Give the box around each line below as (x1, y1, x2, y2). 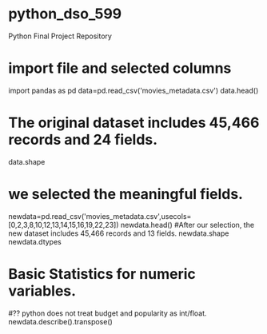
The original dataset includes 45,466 (8, 113, 260, 132)
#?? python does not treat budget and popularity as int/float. (8, 308, 207, 318)
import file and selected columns (8, 59, 232, 78)
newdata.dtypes (8, 237, 62, 246)
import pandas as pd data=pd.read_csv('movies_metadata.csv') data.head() (8, 85, 259, 95)
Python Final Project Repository (8, 31, 112, 41)
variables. (8, 281, 77, 300)
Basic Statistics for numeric (8, 264, 196, 283)
